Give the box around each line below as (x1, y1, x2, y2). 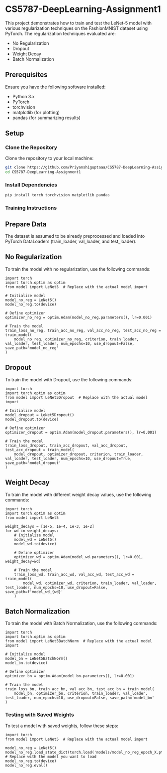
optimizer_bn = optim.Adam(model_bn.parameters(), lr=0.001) (5, 674, 135, 679)
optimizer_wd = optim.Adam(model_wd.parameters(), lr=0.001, (14, 554, 143, 559)
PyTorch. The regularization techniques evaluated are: (5, 30, 116, 36)
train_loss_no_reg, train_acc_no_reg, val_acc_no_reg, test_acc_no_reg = (5, 328, 162, 333)
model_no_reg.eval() (5, 763, 48, 768)
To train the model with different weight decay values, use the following (5, 491, 152, 497)
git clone (5, 165, 26, 170)
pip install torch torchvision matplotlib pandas (5, 193, 110, 198)
